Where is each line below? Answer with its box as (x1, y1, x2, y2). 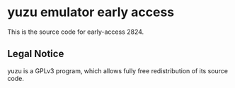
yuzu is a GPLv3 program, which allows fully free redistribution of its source (7, 66, 229, 75)
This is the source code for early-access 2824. (7, 27, 144, 36)
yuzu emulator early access (7, 4, 175, 20)
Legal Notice (7, 48, 64, 60)
